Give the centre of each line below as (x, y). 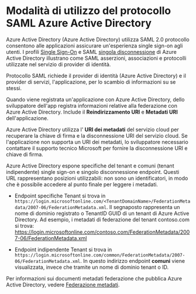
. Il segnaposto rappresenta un (143, 207)
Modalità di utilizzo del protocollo (89, 11)
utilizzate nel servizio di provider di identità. (59, 64)
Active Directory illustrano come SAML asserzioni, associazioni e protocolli (96, 58)
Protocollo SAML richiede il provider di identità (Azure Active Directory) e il (96, 76)
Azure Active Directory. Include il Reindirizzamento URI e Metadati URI (92, 112)
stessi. (14, 88)
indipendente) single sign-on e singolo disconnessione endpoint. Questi (93, 172)
